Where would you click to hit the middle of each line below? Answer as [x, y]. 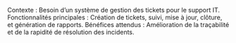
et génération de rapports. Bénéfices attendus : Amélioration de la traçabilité [118, 25]
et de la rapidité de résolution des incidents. [71, 32]
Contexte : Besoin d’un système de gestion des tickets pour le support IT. [114, 10]
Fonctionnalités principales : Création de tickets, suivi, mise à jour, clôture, [115, 17]
